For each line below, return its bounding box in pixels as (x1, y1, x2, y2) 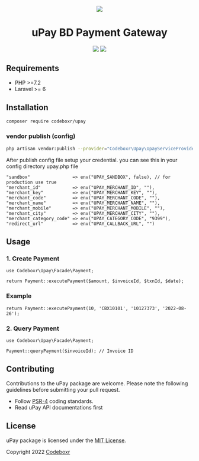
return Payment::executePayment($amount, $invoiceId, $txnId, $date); (6, 278, 184, 284)
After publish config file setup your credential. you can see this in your (6, 156, 178, 163)
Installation (6, 102, 49, 112)
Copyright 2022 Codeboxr (6, 448, 70, 455)
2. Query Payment (6, 324, 59, 333)
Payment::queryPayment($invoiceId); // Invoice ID (6, 348, 134, 354)
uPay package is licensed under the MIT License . (6, 437, 126, 444)
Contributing (6, 364, 54, 374)
